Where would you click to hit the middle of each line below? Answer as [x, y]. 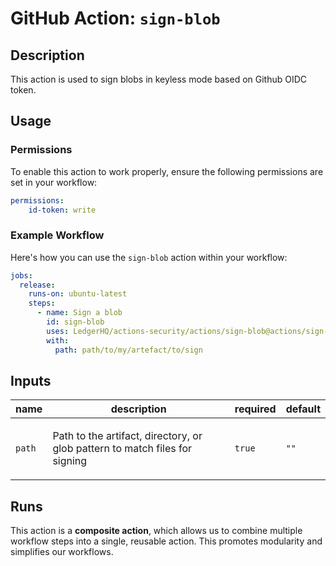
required [255, 409]
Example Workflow [57, 235]
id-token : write [62, 210]
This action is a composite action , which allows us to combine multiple [156, 531]
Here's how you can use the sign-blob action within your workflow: [149, 257]
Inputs [31, 381]
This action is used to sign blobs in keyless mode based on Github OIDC [159, 79]
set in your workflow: [54, 182]
